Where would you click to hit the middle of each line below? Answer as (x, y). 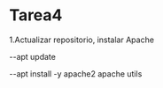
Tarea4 (36, 15)
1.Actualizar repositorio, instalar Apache (82, 40)
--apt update (32, 56)
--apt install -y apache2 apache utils (76, 73)
